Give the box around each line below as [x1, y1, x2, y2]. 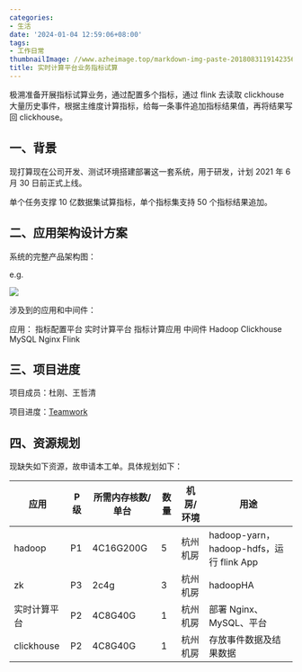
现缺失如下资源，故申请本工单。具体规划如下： [9, 461, 182, 472]
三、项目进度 [9, 362, 81, 377]
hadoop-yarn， [209, 529, 276, 542]
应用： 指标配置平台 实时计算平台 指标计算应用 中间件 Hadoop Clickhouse [9, 323, 283, 334]
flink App [219, 556, 259, 569]
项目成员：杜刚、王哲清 [9, 388, 96, 399]
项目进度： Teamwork [9, 407, 88, 417]
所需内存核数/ [93, 491, 151, 504]
